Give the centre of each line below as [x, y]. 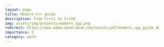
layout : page [18, 10]
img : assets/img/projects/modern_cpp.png [48, 23]
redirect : [15, 28]
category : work [20, 37]
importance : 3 [20, 32]
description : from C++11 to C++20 [40, 19]
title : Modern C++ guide [30, 14]
